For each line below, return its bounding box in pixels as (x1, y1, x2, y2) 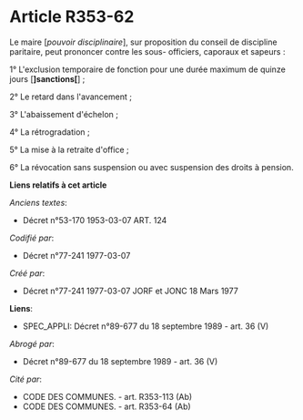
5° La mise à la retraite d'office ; (9, 144, 129, 155)
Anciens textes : (9, 197, 68, 208)
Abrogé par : (9, 338, 55, 349)
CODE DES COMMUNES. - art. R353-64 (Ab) (22, 401, 191, 412)
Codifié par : (9, 232, 55, 243)
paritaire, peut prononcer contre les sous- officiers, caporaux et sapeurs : (9, 46, 286, 56)
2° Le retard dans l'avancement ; (9, 91, 132, 102)
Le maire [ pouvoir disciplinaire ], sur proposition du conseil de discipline (9, 36, 278, 47)
